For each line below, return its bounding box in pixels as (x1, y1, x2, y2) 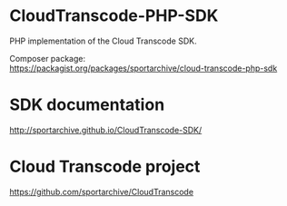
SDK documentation (9, 94, 165, 115)
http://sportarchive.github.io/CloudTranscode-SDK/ (9, 124, 203, 135)
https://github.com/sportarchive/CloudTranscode (9, 186, 193, 197)
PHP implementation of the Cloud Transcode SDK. (9, 35, 197, 46)
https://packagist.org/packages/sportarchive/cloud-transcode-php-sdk (9, 63, 278, 74)
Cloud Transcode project (9, 156, 201, 177)
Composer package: (9, 53, 86, 64)
